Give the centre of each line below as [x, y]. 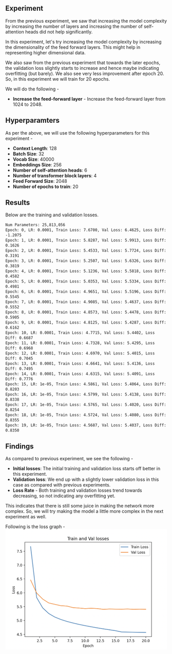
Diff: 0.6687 [19, 338]
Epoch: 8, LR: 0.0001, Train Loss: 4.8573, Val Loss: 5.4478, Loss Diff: [86, 312]
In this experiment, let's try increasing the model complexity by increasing [83, 42]
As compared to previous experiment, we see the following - [69, 459]
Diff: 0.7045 [19, 359]
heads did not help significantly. [59, 32]
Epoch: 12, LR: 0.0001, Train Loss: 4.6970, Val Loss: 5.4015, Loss [80, 353]
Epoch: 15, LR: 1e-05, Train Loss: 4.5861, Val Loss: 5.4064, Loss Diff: [86, 384]
